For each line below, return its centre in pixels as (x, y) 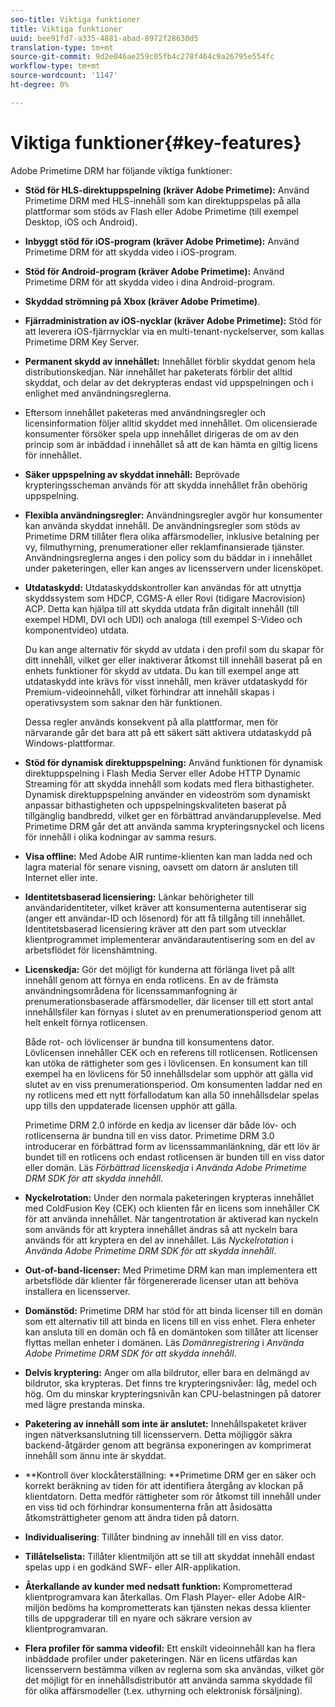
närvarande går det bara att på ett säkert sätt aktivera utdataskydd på (168, 732)
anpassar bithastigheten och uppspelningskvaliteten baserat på (155, 805)
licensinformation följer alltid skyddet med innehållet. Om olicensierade (171, 423)
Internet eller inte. (61, 877)
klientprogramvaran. (66, 1628)
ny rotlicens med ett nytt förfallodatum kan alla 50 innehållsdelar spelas (172, 1095)
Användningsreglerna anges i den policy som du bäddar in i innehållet (168, 557)
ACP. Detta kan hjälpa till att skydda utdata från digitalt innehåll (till (161, 608)
